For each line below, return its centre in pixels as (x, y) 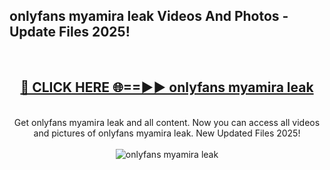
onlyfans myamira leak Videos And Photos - (149, 16)
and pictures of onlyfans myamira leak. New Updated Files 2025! (167, 133)
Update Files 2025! (70, 32)
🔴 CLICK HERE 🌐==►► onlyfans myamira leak (167, 87)
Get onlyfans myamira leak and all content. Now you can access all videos (167, 122)
